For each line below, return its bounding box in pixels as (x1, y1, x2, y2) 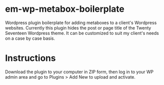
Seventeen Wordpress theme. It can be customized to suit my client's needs (5, 30, 159, 36)
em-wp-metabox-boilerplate (5, 3, 125, 15)
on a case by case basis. (5, 35, 55, 41)
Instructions (5, 53, 56, 64)
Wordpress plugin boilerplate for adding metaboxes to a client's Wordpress (5, 20, 157, 26)
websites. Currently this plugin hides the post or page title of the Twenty (5, 25, 151, 30)
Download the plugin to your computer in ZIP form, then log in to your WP (5, 69, 154, 75)
